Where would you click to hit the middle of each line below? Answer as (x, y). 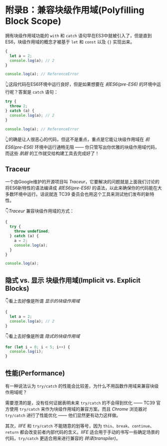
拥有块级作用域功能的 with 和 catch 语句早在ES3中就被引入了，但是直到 (79, 35)
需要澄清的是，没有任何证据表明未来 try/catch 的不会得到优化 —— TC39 (80, 403)
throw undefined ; (32, 231)
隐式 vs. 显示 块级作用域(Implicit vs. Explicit (73, 280)
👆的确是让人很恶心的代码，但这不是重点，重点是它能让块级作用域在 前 (78, 139)
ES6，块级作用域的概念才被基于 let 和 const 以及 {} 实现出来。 (70, 42)
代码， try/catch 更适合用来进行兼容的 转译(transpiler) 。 (63, 438)
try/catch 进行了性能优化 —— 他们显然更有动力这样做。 (63, 415)
